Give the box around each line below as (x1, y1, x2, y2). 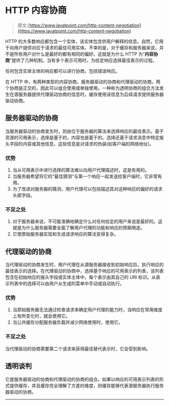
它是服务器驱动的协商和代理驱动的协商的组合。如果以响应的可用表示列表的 (5, 376, 159, 382)
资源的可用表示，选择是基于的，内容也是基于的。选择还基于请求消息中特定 (5, 134, 159, 140)
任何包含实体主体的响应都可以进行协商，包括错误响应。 (5, 68, 120, 74)
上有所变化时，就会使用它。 (12, 313, 70, 319)
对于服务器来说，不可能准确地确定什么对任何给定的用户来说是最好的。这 (12, 218, 162, 224)
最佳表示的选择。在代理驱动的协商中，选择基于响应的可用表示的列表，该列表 (5, 268, 164, 274)
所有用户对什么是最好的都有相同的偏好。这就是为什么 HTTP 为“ (14, 51, 145, 57)
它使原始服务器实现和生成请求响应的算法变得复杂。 (12, 231, 119, 237)
